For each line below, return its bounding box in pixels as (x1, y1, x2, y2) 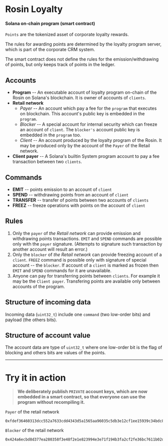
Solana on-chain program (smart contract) (5, 20, 95, 26)
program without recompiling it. (17, 399, 85, 405)
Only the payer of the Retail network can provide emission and (12, 230, 141, 236)
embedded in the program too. (19, 132, 81, 138)
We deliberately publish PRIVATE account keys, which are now (17, 388, 147, 394)
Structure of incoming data (5, 298, 91, 307)
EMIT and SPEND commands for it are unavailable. (12, 267, 111, 274)
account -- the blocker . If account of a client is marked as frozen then (12, 262, 159, 268)
